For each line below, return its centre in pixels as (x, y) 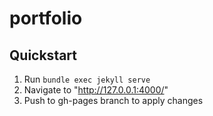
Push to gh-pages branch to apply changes (113, 100)
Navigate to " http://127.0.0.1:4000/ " (96, 90)
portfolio (46, 18)
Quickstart (43, 55)
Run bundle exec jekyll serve (87, 79)
